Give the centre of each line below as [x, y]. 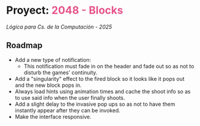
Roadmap [24, 45]
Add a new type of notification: [53, 59]
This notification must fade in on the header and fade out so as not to [109, 66]
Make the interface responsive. [53, 116]
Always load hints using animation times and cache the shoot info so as [103, 91]
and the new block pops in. [48, 85]
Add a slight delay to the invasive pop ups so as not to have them [95, 104]
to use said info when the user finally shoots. [70, 97]
